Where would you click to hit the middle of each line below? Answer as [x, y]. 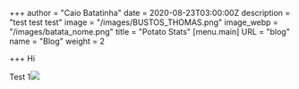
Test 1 [20, 77]
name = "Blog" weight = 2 [57, 41]
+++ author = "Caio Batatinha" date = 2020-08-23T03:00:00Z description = [150, 13]
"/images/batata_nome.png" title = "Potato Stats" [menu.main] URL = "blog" [150, 32]
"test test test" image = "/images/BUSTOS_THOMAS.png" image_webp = [144, 22]
